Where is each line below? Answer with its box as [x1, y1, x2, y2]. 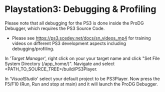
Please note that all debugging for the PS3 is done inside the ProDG [4, 20, 144, 26]
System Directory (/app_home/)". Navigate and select [4, 60, 115, 66]
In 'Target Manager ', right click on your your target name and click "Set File [4, 55, 160, 61]
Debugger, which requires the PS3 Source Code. [4, 25, 105, 31]
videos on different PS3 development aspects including [11, 40, 126, 46]
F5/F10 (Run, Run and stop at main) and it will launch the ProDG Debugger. [4, 81, 158, 87]
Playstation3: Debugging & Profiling [4, 3, 156, 15]
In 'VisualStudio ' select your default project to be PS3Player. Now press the [4, 75, 160, 81]
